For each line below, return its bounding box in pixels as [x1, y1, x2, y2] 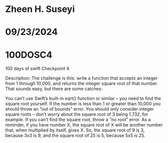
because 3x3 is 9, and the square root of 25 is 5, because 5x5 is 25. [5, 133, 145, 139]
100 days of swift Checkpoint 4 [5, 66, 70, 72]
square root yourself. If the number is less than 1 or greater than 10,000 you [5, 101, 161, 107]
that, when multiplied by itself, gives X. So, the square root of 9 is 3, [5, 127, 145, 133]
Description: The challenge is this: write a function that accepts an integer [5, 75, 158, 81]
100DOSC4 [5, 49, 53, 60]
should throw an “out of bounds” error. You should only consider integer [5, 106, 154, 112]
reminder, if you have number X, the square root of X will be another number [5, 122, 163, 128]
